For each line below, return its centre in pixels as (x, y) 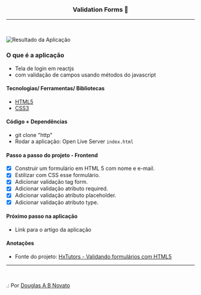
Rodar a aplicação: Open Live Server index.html (74, 141)
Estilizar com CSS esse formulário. (57, 175)
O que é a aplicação (35, 55)
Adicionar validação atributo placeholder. (66, 195)
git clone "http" (33, 135)
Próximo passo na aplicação (42, 216)
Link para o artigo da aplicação (53, 229)
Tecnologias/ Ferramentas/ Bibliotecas (55, 89)
